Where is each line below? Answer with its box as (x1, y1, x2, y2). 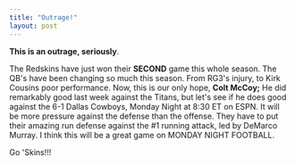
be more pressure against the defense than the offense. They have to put (9, 111, 279, 121)
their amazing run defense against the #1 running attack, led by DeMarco (9, 120, 278, 130)
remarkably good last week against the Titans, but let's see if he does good (9, 91, 287, 103)
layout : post (9, 21, 58, 30)
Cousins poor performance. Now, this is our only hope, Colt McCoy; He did (9, 82, 287, 93)
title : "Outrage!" (9, 12, 78, 22)
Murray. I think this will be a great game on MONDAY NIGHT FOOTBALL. (9, 129, 275, 140)
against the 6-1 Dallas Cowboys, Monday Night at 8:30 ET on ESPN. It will (9, 101, 280, 111)
